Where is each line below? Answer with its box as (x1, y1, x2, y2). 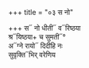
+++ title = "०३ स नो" (8, 8, 74, 17)
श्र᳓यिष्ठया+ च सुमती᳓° (8, 32, 66, 41)
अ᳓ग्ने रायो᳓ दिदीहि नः (8, 41, 64, 51)
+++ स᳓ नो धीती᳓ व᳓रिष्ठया (8, 24, 81, 32)
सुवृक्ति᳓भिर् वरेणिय (8, 50, 56, 59)
